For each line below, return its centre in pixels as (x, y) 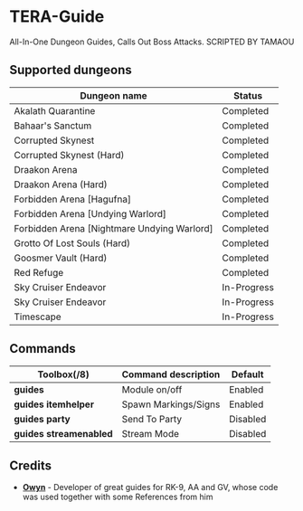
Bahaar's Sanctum (53, 126)
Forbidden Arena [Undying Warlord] (90, 213)
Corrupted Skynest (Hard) (69, 155)
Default (247, 374)
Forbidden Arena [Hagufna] (72, 199)
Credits (31, 465)
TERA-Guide (57, 17)
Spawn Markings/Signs (171, 404)
